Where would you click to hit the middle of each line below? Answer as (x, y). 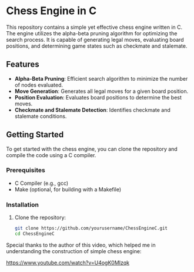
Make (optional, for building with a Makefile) (68, 189)
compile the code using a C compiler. (51, 155)
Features (23, 64)
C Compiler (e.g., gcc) (41, 183)
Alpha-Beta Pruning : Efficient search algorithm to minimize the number (101, 78)
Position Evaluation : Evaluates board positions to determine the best (98, 97)
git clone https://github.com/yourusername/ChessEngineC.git (91, 228)
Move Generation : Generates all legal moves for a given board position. (101, 91)
